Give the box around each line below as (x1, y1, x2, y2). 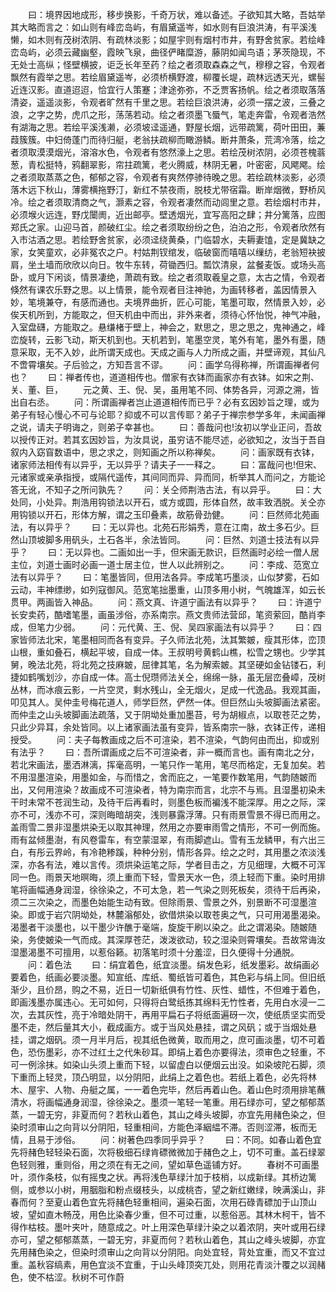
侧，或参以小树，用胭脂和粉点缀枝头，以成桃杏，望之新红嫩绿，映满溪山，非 (10, 1184, 326, 1195)
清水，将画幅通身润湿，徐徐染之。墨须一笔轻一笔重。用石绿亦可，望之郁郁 (10, 1096, 317, 1108)
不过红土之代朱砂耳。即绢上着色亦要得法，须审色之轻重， (79, 1046, 317, 1058)
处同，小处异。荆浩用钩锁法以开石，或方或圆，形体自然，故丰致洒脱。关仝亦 (10, 496, 326, 508)
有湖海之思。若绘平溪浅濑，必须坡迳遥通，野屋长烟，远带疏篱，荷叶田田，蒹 (10, 121, 326, 133)
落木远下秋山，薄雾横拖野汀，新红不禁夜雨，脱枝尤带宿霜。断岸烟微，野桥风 (10, 184, 326, 195)
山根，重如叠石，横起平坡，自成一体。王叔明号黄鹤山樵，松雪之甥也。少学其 (10, 646, 326, 658)
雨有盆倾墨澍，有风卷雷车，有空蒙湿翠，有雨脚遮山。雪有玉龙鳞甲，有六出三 (10, 834, 326, 845)
